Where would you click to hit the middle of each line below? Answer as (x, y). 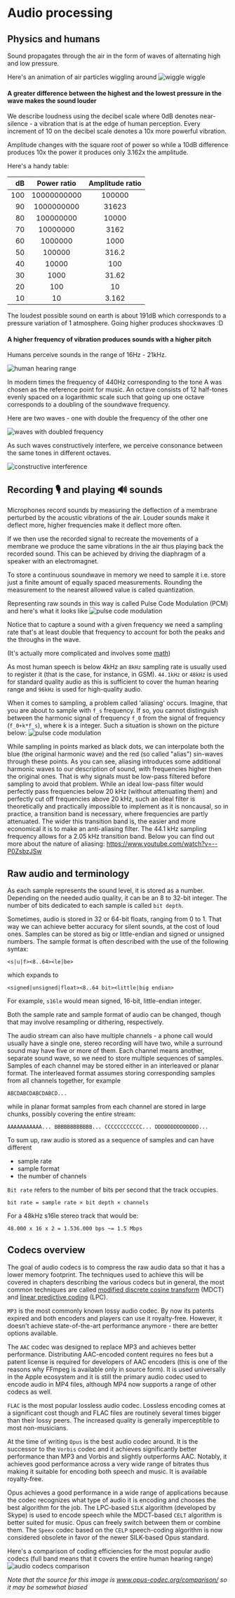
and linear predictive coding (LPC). (58, 1297)
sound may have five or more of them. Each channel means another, (106, 1051)
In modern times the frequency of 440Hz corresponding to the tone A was (115, 382)
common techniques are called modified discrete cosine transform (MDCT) (116, 1290)
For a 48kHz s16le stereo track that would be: (73, 1216)
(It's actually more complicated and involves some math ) (89, 654)
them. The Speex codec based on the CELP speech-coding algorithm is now (115, 1530)
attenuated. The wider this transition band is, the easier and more (102, 821)
